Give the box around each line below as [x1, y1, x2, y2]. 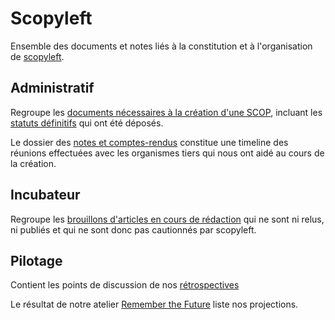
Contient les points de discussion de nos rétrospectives [10, 279, 240, 291]
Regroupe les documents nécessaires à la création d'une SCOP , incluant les [10, 106, 323, 118]
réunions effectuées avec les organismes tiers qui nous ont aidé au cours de [10, 147, 325, 159]
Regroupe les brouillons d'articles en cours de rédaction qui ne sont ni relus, [10, 213, 325, 225]
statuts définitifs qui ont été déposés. [10, 117, 164, 129]
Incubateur [10, 187, 81, 204]
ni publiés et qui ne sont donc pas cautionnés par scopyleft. [10, 223, 257, 236]
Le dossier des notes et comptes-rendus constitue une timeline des [10, 136, 289, 148]
